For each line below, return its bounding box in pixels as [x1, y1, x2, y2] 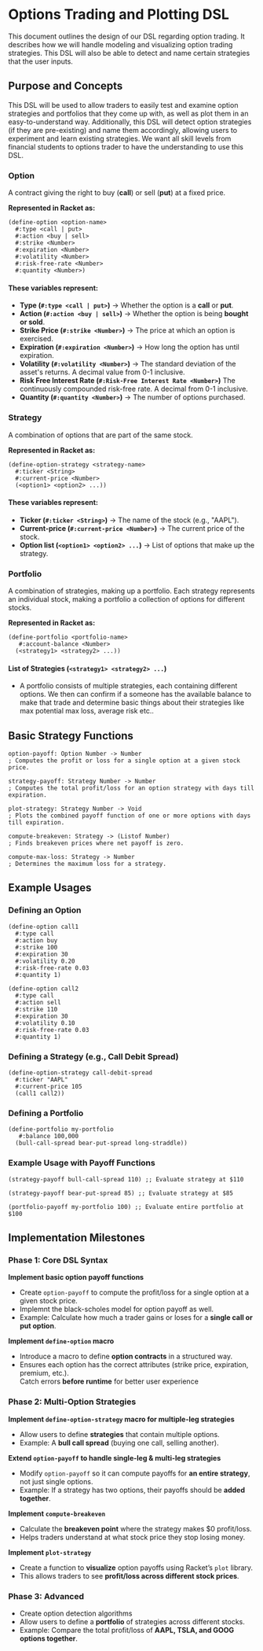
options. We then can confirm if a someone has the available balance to [19, 690, 252, 699]
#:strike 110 [15, 1005, 58, 1013]
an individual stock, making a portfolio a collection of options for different [8, 595, 245, 604]
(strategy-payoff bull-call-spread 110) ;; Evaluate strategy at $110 [8, 1175, 244, 1183]
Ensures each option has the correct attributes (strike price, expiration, [19, 1360, 249, 1369]
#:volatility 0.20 [15, 957, 76, 965]
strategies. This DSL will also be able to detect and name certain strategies [8, 48, 250, 57]
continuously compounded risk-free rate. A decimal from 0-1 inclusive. [19, 384, 249, 394]
